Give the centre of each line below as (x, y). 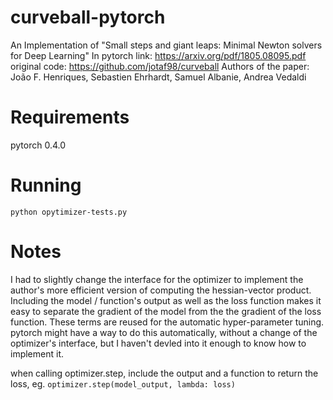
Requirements (70, 117)
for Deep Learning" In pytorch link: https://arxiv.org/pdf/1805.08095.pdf (158, 55)
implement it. (37, 353)
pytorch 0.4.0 (38, 145)
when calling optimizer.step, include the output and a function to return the (164, 373)
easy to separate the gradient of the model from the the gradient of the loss (166, 311)
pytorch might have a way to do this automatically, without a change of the (164, 332)
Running (46, 185)
